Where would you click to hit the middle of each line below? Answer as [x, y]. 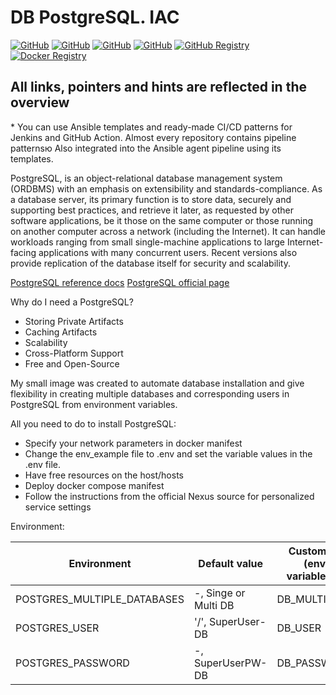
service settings [58, 507]
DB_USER [299, 628]
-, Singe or [220, 593]
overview [40, 102]
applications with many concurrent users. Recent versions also [168, 252]
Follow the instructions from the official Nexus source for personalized [169, 496]
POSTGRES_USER [57, 628]
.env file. [43, 464]
